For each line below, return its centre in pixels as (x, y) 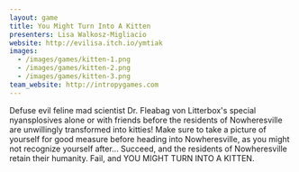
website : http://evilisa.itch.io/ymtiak (86, 43)
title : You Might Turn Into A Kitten (80, 26)
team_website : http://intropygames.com (84, 85)
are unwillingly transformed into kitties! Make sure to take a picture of (138, 129)
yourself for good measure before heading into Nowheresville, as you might (149, 139)
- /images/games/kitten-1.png (74, 59)
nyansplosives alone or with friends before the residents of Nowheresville (146, 120)
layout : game (34, 18)
